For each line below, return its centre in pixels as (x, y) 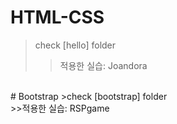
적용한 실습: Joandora (103, 65)
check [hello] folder (75, 45)
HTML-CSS (57, 17)
